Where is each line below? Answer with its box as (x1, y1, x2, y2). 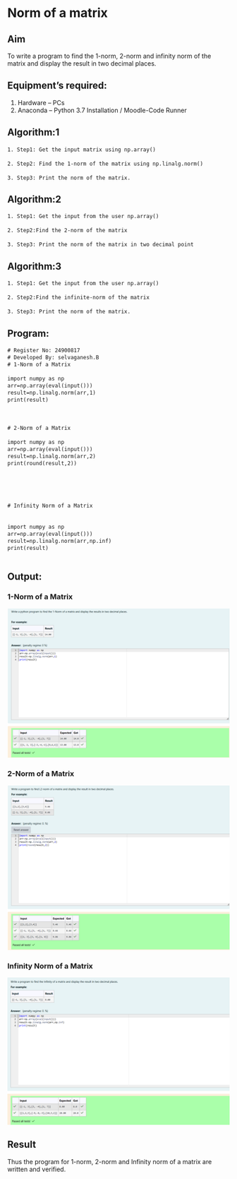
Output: (7, 570, 42, 583)
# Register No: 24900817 (7, 347, 80, 354)
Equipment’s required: (7, 80, 107, 92)
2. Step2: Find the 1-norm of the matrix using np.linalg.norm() (7, 160, 203, 167)
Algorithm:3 (7, 260, 62, 273)
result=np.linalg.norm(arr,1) (7, 390, 97, 397)
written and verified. (7, 1165, 66, 1173)
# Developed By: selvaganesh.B (7, 354, 99, 361)
